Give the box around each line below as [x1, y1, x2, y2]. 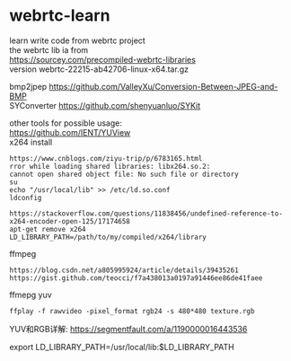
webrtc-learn [9, 5, 110, 26]
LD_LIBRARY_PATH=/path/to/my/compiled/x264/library [9, 233, 207, 242]
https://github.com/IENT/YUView [9, 127, 131, 137]
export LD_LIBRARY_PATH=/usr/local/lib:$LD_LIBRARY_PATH [9, 341, 235, 352]
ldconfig [9, 193, 42, 202]
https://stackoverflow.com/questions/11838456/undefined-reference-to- [9, 208, 283, 218]
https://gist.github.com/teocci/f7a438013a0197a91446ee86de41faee [9, 273, 263, 283]
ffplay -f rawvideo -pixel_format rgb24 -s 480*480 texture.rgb [9, 306, 255, 315]
